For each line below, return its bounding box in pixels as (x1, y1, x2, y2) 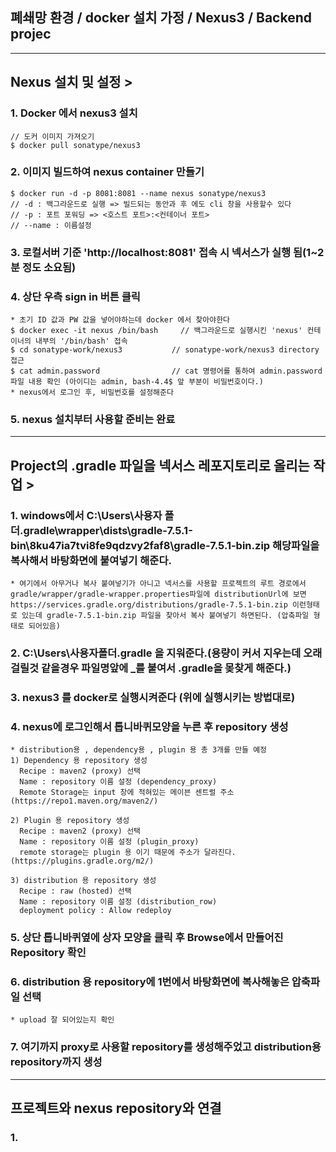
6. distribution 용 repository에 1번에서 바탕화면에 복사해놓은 (10, 974, 290, 988)
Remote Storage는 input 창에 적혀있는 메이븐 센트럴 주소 (19, 788, 235, 798)
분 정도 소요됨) (10, 260, 77, 274)
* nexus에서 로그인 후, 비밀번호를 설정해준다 (10, 388, 174, 398)
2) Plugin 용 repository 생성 (10, 816, 130, 826)
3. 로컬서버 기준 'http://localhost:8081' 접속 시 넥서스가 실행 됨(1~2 (10, 245, 325, 259)
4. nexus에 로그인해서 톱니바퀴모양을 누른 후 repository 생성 (10, 719, 289, 733)
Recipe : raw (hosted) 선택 (19, 886, 132, 897)
